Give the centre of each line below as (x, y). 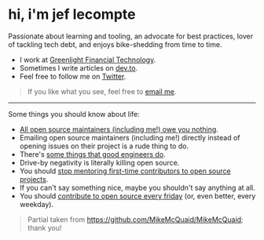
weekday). (36, 204)
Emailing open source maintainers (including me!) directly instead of (130, 137)
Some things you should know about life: (74, 114)
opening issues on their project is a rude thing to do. (104, 146)
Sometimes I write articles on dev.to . (79, 67)
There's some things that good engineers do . (93, 154)
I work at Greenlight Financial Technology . (88, 60)
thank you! (44, 227)
